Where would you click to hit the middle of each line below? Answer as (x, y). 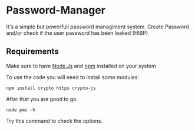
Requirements (32, 52)
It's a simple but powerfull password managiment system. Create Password (98, 27)
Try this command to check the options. (54, 121)
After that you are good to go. (42, 99)
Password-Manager (56, 10)
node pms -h (21, 110)
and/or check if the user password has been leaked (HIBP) (77, 32)
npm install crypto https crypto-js (51, 88)
